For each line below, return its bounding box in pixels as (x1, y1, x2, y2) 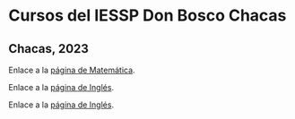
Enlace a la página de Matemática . (8, 64, 135, 75)
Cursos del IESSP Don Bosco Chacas (8, 5, 287, 26)
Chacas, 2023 (8, 41, 89, 56)
